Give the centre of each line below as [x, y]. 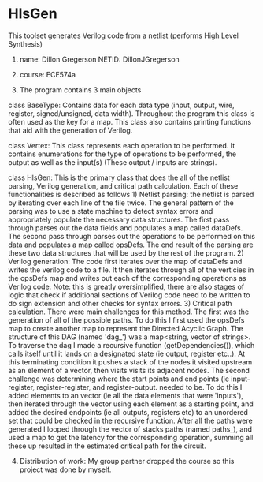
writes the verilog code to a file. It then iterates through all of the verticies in [131, 270]
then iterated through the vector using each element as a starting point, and [131, 404]
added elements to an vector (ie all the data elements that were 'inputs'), [126, 395]
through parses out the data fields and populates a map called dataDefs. [126, 228]
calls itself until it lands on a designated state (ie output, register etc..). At [127, 353]
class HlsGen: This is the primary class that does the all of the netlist [119, 177]
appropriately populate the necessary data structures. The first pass [119, 219]
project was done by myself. [65, 469]
